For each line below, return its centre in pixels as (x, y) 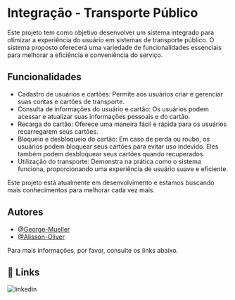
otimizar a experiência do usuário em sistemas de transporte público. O (111, 39)
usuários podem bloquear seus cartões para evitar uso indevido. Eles (118, 146)
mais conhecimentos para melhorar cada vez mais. (81, 190)
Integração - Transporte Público (103, 13)
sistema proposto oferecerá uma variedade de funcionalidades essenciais (114, 47)
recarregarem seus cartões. (58, 131)
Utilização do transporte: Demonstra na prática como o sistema (109, 161)
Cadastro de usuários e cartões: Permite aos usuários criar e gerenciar (120, 94)
